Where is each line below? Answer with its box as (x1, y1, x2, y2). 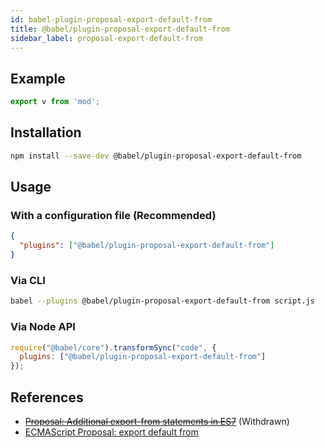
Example (10, 70, 66, 87)
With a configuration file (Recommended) (10, 209, 217, 223)
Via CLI (10, 273, 46, 287)
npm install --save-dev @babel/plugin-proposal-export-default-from (10, 151, 302, 161)
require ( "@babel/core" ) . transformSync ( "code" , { (10, 342, 217, 353)
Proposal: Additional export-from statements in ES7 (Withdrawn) (24, 415, 290, 427)
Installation (10, 124, 82, 141)
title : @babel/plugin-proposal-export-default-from (10, 24, 230, 34)
